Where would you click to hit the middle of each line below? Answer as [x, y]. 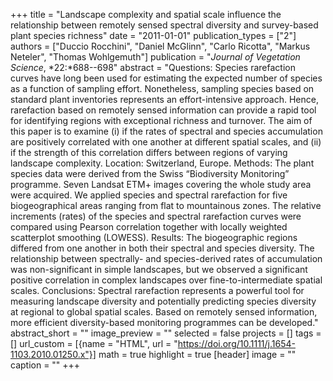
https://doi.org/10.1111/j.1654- [236, 343]
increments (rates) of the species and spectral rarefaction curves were [156, 216]
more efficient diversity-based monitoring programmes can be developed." [164, 322]
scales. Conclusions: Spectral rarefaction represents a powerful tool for [157, 290]
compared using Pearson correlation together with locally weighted [149, 227]
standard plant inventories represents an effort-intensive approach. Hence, [164, 99]
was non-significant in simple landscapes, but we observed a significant [159, 269]
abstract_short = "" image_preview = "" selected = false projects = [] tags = [166, 333]
